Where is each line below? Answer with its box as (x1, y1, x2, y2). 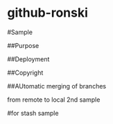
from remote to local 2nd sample (7, 95, 101, 104)
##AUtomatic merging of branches (7, 82, 106, 90)
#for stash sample (7, 109, 59, 117)
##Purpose (7, 41, 40, 49)
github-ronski (7, 5, 89, 21)
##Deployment (7, 54, 50, 63)
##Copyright (7, 68, 44, 77)
